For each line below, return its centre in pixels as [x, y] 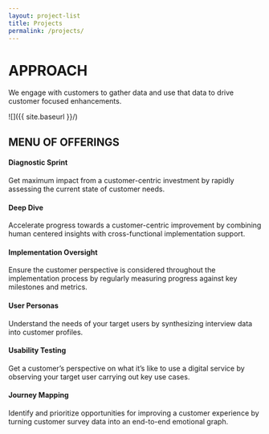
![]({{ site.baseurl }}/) [43, 117]
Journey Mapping [39, 395]
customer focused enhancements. [65, 101]
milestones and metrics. [48, 287]
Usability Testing [37, 350]
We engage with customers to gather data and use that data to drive [121, 92]
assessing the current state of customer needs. [87, 189]
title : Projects [35, 23]
